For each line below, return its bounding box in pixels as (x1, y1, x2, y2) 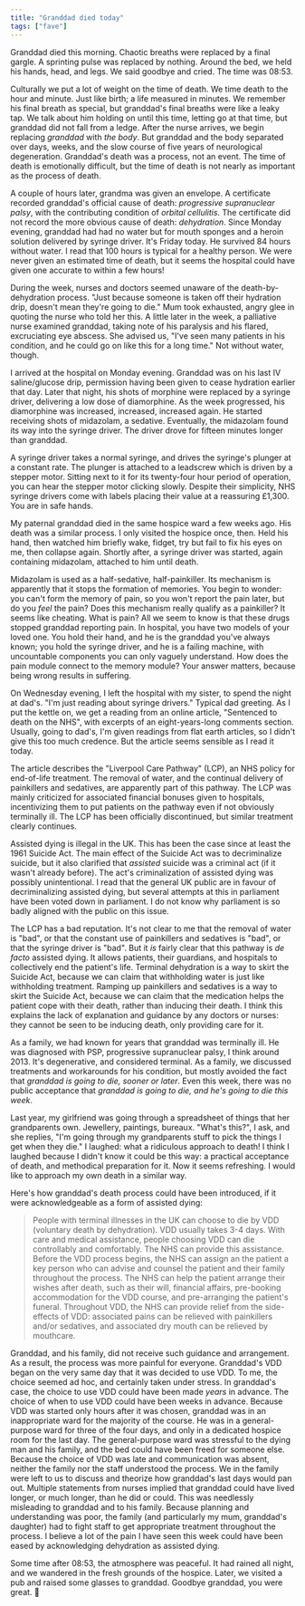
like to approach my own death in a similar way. (10, 1169, 187, 1180)
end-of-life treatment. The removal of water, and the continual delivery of (10, 772, 284, 784)
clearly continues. (10, 821, 78, 832)
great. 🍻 (10, 1586, 40, 1597)
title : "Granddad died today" (10, 13, 125, 23)
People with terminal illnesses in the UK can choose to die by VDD (32, 1215, 280, 1226)
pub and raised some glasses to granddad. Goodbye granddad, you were (10, 1577, 283, 1588)
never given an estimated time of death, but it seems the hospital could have (10, 255, 295, 265)
